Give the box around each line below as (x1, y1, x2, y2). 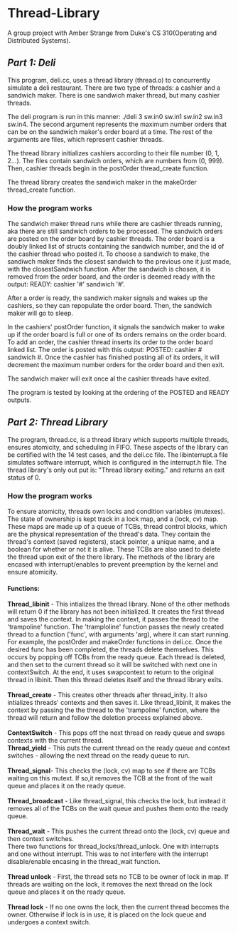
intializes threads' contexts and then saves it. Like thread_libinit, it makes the (7, 699, 232, 707)
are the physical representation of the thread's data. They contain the (7, 530, 211, 539)
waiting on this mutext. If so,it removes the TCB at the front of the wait (7, 774, 213, 783)
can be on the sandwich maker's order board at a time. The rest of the (7, 127, 213, 136)
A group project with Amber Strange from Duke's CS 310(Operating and (7, 29, 217, 37)
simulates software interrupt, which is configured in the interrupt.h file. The (7, 458, 227, 466)
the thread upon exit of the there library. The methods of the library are (7, 552, 215, 561)
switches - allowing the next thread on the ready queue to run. (7, 751, 190, 760)
